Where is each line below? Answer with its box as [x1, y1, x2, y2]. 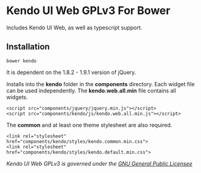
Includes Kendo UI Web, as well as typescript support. [6, 24, 143, 31]
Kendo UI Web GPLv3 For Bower [6, 4, 171, 18]
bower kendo [6, 57, 37, 64]
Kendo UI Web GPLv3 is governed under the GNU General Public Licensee [6, 160, 193, 167]
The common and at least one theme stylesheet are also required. [6, 121, 172, 128]
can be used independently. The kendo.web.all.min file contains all [6, 87, 177, 94]
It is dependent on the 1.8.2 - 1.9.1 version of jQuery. [6, 68, 136, 76]
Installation [6, 42, 50, 52]
